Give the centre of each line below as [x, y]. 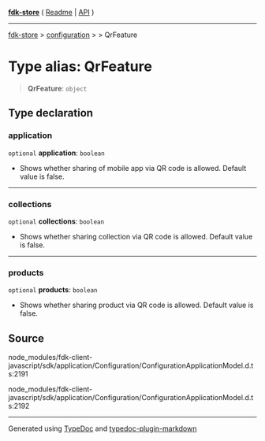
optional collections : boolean [56, 221]
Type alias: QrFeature [80, 67]
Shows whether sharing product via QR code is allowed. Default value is [136, 305]
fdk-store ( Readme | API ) [51, 12]
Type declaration [50, 113]
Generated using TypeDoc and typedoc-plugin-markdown [103, 428]
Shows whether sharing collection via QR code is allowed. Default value [136, 236]
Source [26, 338]
